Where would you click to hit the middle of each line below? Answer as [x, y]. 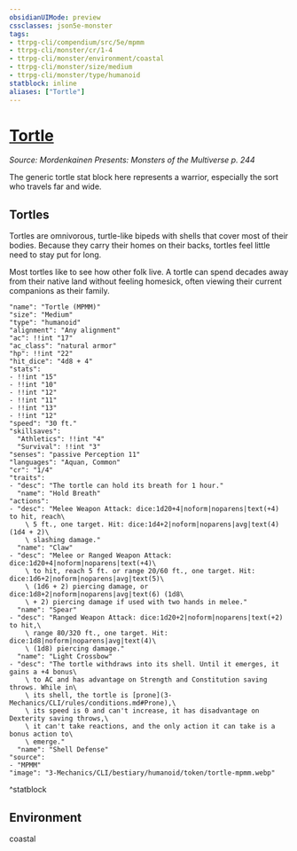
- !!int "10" [33, 385]
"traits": [27, 478]
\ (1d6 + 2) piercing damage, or [87, 587]
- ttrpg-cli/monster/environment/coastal [87, 59]
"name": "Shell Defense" [63, 750]
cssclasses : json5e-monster [61, 26]
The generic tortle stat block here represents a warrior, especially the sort [144, 177]
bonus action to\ [41, 734]
